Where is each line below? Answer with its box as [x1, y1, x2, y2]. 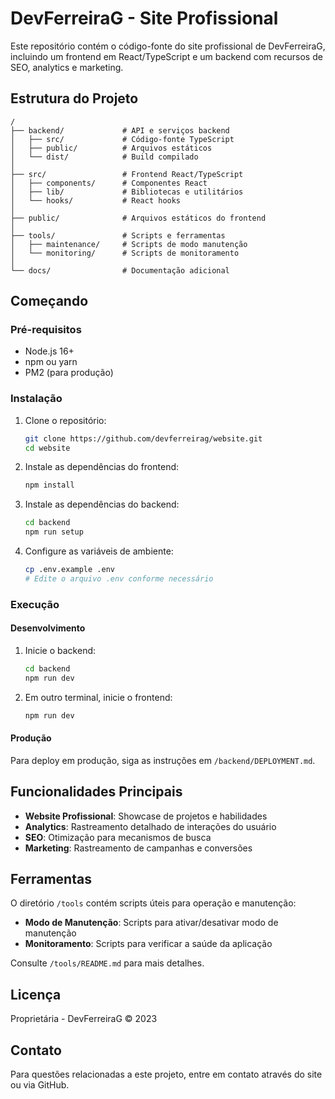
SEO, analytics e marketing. [10, 61, 124, 73]
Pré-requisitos [10, 323, 82, 337]
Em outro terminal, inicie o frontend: [24, 691, 173, 703]
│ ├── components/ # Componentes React [10, 178, 208, 188]
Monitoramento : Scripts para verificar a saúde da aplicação [24, 938, 273, 950]
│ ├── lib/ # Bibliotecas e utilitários [10, 187, 244, 197]
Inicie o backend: [24, 644, 97, 656]
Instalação [10, 392, 63, 406]
